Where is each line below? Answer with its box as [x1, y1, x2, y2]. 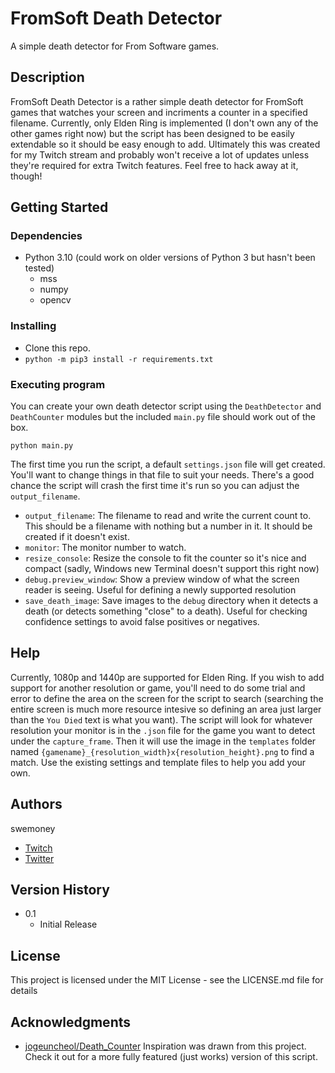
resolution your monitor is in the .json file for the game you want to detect [10, 724, 316, 736]
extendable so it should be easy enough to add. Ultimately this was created [10, 138, 321, 150]
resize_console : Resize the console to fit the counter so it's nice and [24, 552, 307, 564]
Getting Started [10, 199, 109, 216]
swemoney [10, 822, 56, 834]
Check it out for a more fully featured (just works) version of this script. [24, 1051, 318, 1063]
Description [10, 69, 85, 86]
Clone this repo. [24, 342, 91, 354]
